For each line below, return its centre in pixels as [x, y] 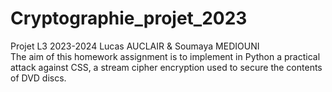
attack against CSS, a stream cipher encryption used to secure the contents [166, 67]
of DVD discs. [38, 78]
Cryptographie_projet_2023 [129, 18]
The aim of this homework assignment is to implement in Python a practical [165, 56]
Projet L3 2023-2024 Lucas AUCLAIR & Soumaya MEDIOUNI [135, 46]
